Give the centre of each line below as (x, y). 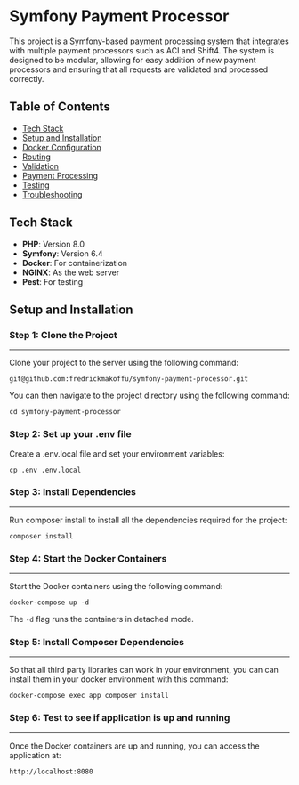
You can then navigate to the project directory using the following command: (149, 396)
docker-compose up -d (49, 603)
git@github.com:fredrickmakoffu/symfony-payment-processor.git (129, 379)
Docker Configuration (62, 147)
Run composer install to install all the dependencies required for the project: (148, 520)
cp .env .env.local (45, 470)
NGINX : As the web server (71, 272)
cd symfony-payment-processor (65, 412)
